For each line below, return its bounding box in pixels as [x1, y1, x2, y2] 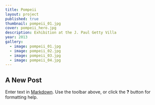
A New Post [5, 76, 42, 84]
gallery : [5, 39, 23, 44]
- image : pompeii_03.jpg [9, 53, 61, 58]
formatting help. [5, 94, 38, 100]
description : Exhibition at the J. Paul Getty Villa [5, 30, 117, 35]
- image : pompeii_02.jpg [9, 48, 61, 53]
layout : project [5, 12, 39, 17]
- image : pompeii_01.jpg [9, 44, 61, 49]
